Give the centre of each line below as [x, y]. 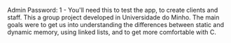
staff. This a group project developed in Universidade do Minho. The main [113, 17]
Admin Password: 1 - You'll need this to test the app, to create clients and [113, 10]
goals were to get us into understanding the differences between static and [115, 25]
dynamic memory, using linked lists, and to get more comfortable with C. [112, 32]
